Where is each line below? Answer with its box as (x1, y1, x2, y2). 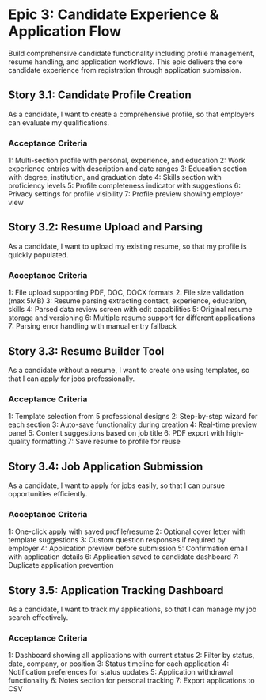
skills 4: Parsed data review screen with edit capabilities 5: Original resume (8, 305, 253, 314)
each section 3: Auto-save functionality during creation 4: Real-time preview (8, 420, 258, 429)
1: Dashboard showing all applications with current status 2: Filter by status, (8, 651, 255, 660)
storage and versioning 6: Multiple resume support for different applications (8, 313, 256, 322)
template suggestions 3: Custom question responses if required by (8, 535, 226, 545)
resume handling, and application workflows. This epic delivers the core (8, 57, 243, 67)
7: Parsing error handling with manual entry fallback (8, 321, 177, 331)
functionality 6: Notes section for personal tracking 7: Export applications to (8, 675, 255, 686)
